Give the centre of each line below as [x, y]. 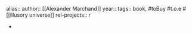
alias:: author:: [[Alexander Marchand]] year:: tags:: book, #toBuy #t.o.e [94, 9]
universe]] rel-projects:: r [60, 15]
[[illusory [17, 15]
